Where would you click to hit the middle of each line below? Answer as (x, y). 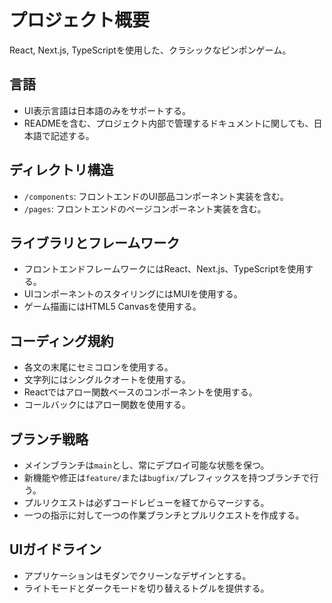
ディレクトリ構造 (61, 170)
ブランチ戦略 (49, 439)
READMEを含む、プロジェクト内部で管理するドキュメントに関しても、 (168, 123)
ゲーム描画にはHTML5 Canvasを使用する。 (112, 307)
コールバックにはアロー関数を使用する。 (107, 405)
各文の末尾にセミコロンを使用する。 (98, 367)
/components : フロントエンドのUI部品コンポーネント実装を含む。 (156, 196)
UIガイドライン (55, 549)
